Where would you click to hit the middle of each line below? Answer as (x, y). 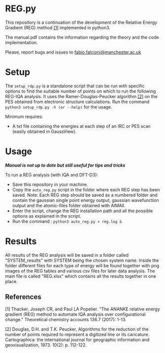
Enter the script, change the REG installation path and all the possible (82, 211)
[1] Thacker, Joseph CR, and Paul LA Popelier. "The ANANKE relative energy (83, 309)
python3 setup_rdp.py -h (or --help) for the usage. (59, 107)
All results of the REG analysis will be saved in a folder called (67, 255)
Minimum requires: (24, 117)
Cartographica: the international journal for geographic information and (77, 340)
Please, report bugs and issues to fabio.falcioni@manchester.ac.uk (73, 52)
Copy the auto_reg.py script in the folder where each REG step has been (86, 189)
